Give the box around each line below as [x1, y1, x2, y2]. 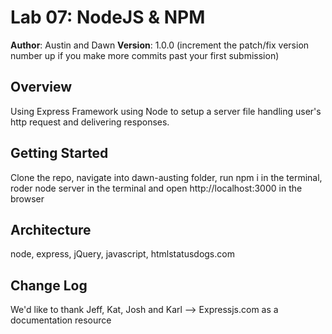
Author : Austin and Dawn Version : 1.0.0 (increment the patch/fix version [10, 39, 310, 51]
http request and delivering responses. [10, 116, 170, 128]
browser [10, 192, 45, 205]
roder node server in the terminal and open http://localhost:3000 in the [10, 182, 303, 194]
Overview [10, 79, 73, 96]
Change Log [10, 277, 88, 294]
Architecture [10, 221, 92, 238]
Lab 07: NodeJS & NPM [10, 6, 206, 29]
